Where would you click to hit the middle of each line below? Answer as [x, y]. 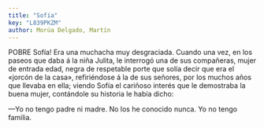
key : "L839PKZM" [35, 23]
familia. [20, 118]
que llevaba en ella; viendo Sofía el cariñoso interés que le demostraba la [127, 86]
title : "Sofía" [33, 15]
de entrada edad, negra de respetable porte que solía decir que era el [121, 69]
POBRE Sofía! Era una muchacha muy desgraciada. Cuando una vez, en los [130, 53]
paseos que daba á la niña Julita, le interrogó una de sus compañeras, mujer [132, 60]
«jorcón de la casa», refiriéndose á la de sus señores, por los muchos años [130, 77]
